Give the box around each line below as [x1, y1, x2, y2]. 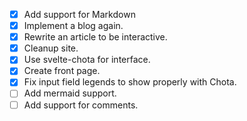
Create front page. [23, 65, 101, 77]
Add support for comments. [23, 99, 139, 111]
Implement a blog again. [23, 20, 124, 32]
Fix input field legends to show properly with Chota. [23, 76, 237, 88]
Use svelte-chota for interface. [23, 54, 151, 66]
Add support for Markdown [23, 9, 136, 20]
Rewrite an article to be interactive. [23, 31, 168, 43]
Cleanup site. [23, 42, 79, 54]
